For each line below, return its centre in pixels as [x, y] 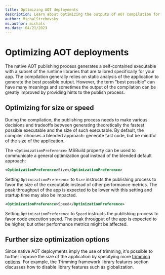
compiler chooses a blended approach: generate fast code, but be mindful [81, 135]
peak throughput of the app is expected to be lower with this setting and [79, 190]
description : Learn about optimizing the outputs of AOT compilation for [83, 14]
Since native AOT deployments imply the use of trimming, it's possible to [79, 251]
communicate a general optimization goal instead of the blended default [79, 156]
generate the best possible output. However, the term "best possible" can [80, 82]
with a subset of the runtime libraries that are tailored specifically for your [80, 72]
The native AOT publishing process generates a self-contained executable [81, 66]
